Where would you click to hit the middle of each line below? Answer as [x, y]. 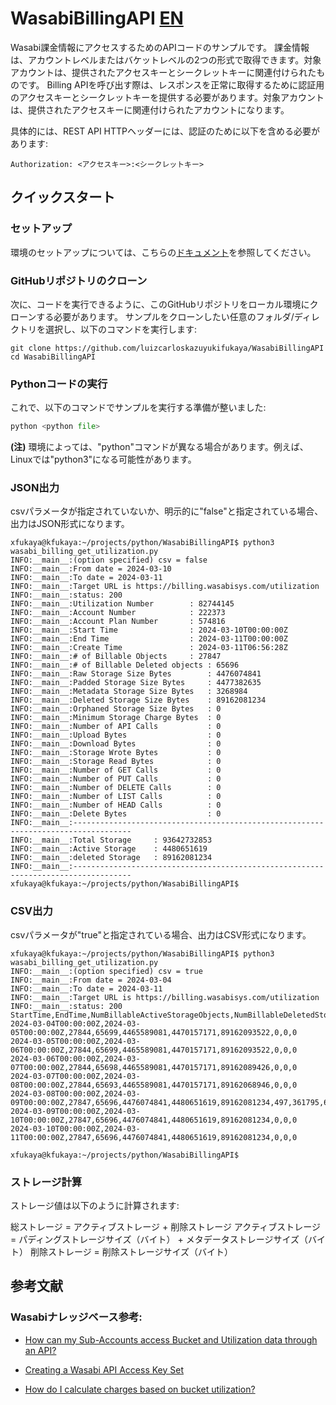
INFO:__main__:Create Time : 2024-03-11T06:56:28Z [149, 648]
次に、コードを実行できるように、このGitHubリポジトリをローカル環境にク [164, 304]
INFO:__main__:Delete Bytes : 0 [116, 814]
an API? [40, 1350]
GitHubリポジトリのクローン [79, 280]
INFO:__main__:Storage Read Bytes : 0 [116, 762]
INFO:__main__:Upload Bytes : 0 [116, 735]
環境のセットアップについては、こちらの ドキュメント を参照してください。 [163, 252]
